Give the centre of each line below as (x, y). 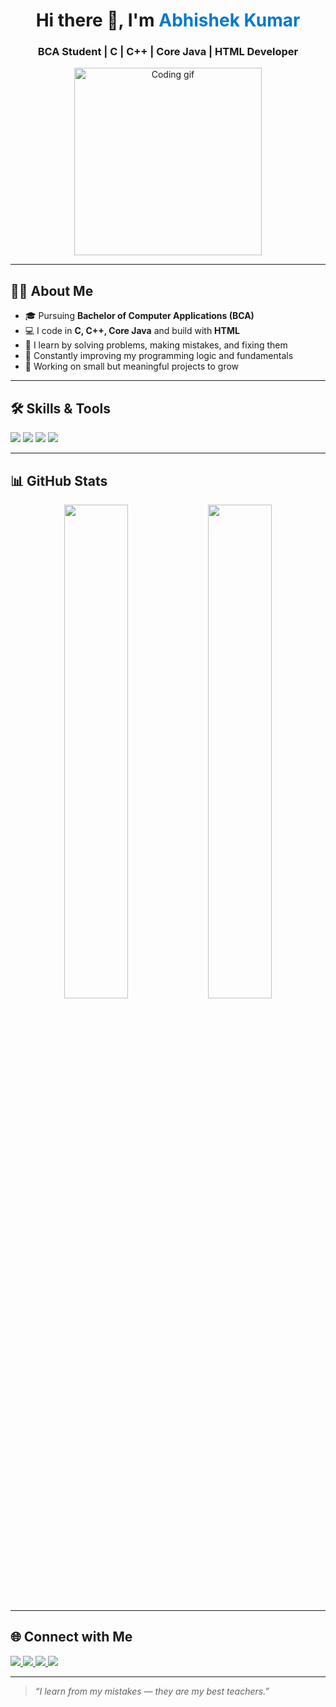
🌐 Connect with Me (71, 1637)
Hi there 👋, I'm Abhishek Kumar (168, 20)
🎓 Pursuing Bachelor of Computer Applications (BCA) (139, 316)
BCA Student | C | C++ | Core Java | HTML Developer (168, 52)
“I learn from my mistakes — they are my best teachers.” (152, 1691)
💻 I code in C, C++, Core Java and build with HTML (132, 331)
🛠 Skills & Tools (61, 408)
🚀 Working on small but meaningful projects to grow (132, 366)
